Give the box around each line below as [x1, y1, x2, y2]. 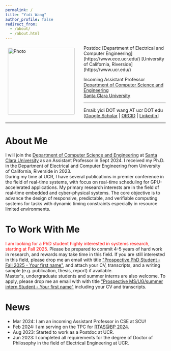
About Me [5, 135, 48, 147]
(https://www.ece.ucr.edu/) [83, 56, 140, 61]
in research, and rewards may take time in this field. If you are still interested [5, 251, 165, 257]
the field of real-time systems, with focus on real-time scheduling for [5, 179, 150, 185]
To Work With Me [5, 224, 80, 235]
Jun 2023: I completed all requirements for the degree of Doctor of [12, 334, 153, 340]
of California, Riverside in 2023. [5, 168, 72, 174]
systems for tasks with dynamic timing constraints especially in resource [5, 200, 158, 206]
